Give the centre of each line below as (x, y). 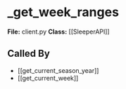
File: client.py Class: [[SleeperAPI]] (59, 32)
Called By (29, 54)
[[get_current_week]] (48, 78)
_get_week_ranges (63, 12)
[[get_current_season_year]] (58, 70)
